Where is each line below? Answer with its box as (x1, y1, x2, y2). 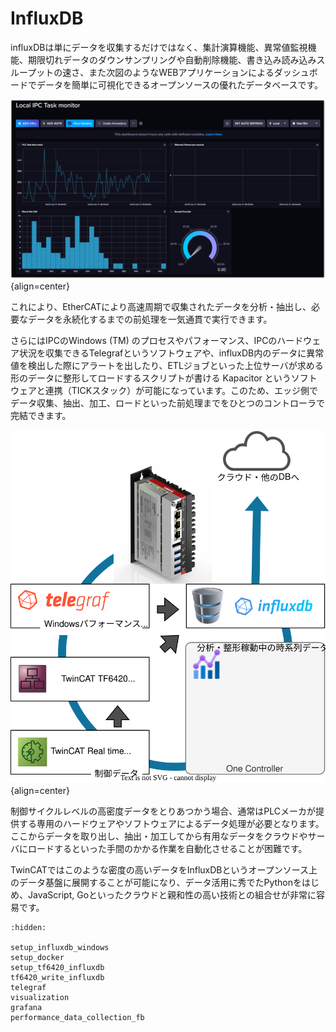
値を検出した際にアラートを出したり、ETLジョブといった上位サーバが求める (10, 359, 324, 371)
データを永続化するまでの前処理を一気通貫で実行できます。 (27, 313, 273, 325)
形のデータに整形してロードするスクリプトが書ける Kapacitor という (10, 372, 292, 384)
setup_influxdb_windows (10, 942, 110, 952)
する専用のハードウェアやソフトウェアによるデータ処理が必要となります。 (18, 817, 325, 829)
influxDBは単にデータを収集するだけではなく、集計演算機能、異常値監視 (10, 41, 308, 53)
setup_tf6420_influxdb (10, 962, 105, 972)
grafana (10, 1002, 43, 1012)
